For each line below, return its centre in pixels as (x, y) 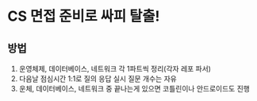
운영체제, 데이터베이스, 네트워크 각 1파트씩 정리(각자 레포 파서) (115, 69)
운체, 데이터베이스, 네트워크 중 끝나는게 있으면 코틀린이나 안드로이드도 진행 (134, 89)
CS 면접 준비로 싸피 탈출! (84, 16)
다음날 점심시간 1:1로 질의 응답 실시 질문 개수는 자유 (98, 79)
